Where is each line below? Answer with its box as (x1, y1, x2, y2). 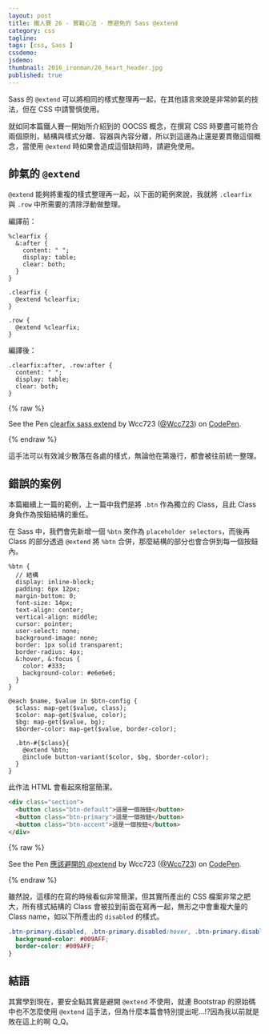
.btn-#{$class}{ (15, 739, 70, 747)
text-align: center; (15, 606, 84, 615)
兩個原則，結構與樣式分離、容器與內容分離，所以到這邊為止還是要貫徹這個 (8, 131, 254, 141)
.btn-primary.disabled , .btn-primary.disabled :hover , (8, 928, 192, 936)
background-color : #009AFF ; (15, 935, 110, 943)
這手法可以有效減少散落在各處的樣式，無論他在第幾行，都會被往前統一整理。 (8, 451, 261, 461)
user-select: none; (15, 627, 81, 635)
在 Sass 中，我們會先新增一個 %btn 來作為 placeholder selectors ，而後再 (8, 527, 251, 536)
